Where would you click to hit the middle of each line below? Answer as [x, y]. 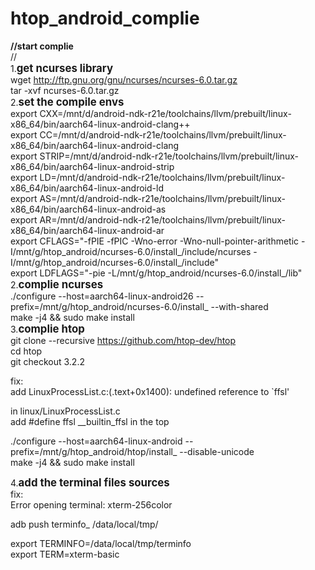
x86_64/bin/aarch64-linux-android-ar [87, 230]
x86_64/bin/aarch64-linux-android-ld [87, 188]
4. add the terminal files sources [90, 482]
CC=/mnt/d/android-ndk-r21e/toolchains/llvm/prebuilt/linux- [163, 134]
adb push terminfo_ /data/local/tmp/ [84, 524]
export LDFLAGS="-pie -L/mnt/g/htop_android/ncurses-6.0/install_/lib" [156, 273]
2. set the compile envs [67, 102]
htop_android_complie [105, 18]
